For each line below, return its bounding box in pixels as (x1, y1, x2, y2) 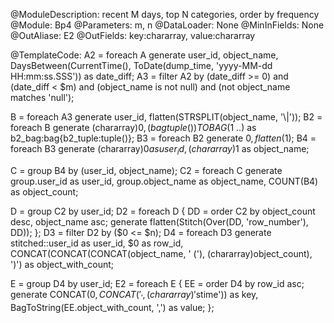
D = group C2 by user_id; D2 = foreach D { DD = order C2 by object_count (10, 205, 316, 217)
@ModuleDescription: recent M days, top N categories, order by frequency (10, 9, 320, 20)
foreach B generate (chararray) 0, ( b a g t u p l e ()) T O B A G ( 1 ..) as (10, 122, 257, 133)
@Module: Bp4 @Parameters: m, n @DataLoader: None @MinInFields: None (10, 19, 325, 31)
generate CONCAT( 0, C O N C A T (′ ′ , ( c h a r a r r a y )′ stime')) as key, (10, 288, 259, 303)
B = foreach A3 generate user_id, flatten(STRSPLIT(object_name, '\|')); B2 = (10, 111, 323, 123)
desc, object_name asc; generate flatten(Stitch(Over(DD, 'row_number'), (10, 215, 309, 228)
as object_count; (10, 185, 79, 198)
